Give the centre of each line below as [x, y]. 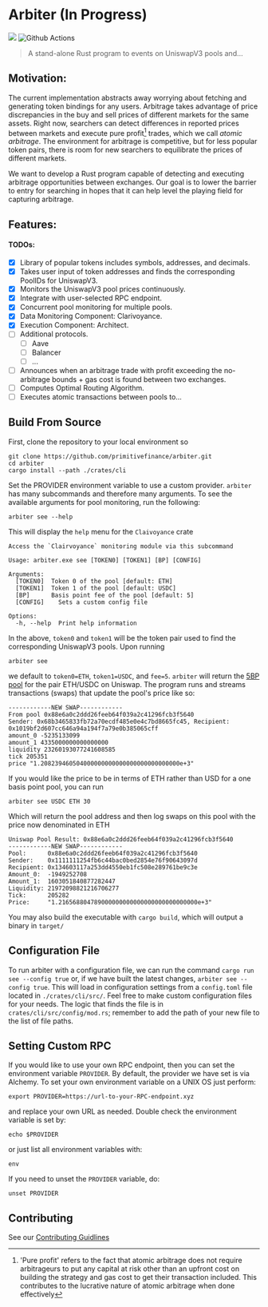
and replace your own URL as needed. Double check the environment [122, 1111]
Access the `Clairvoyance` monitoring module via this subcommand [121, 546]
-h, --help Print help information [76, 623]
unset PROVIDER [33, 1194]
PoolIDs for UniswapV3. [59, 280]
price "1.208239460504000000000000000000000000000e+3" [101, 763]
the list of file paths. [41, 1021]
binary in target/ [36, 925]
